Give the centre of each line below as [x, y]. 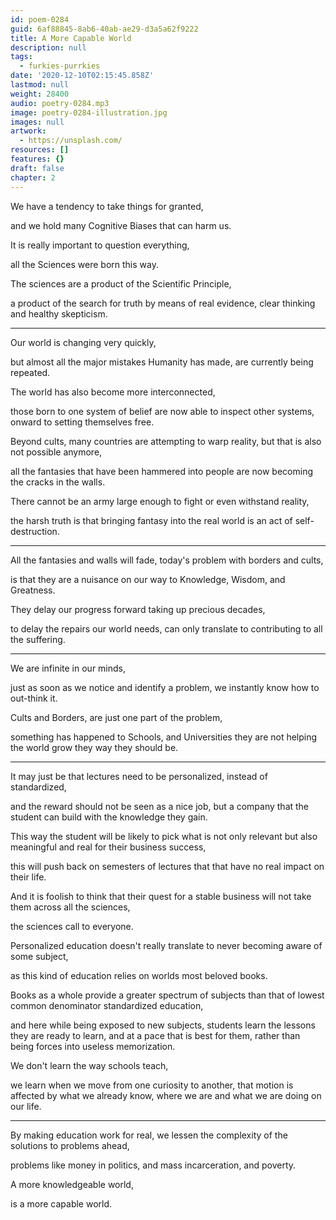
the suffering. [38, 639]
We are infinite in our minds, [68, 668]
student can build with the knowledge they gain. [109, 817]
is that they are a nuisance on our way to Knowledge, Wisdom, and [148, 579]
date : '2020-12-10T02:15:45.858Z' [82, 76]
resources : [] [40, 150]
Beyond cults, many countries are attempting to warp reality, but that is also [166, 441]
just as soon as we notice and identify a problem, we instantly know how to [165, 687]
